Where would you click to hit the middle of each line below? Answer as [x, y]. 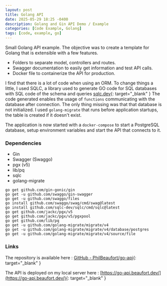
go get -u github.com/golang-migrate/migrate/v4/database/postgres [77, 230]
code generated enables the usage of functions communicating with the [80, 99]
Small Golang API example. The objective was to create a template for [77, 47]
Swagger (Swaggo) [32, 159]
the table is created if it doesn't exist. [43, 115]
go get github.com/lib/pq [32, 221]
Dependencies [23, 143]
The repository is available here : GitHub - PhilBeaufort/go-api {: [71, 257]
